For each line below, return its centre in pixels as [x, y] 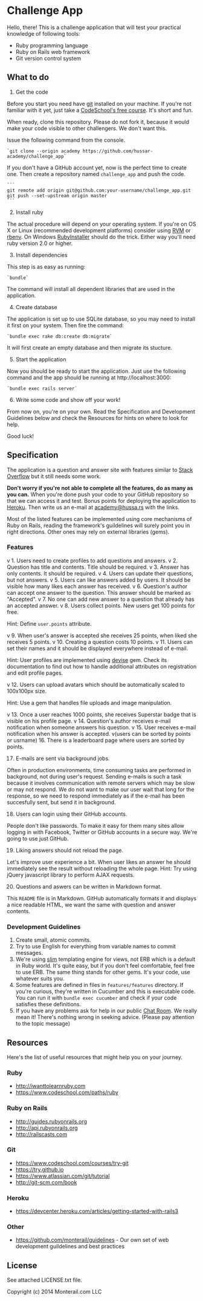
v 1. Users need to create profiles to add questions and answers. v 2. [92, 560]
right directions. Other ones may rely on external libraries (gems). [88, 532]
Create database [36, 307]
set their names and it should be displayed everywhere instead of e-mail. [98, 648]
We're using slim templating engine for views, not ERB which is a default [105, 959]
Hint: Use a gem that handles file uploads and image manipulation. [89, 703]
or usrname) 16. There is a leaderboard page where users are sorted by [96, 740]
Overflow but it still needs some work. [54, 476]
